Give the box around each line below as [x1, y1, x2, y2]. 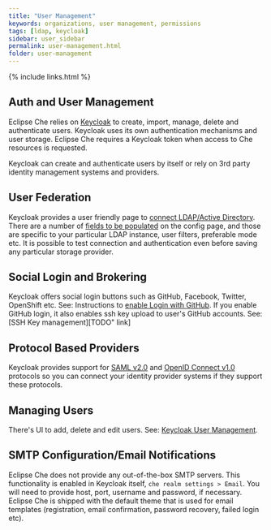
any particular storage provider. [8, 247, 114, 256]
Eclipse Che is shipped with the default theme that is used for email [8, 496, 234, 506]
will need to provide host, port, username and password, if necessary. [8, 487, 243, 497]
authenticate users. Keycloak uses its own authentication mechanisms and [8, 125, 258, 135]
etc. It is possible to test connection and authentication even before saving [8, 238, 258, 248]
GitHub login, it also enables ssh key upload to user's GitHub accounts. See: [8, 309, 263, 319]
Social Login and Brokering [8, 270, 148, 284]
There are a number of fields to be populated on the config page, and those [8, 221, 261, 231]
